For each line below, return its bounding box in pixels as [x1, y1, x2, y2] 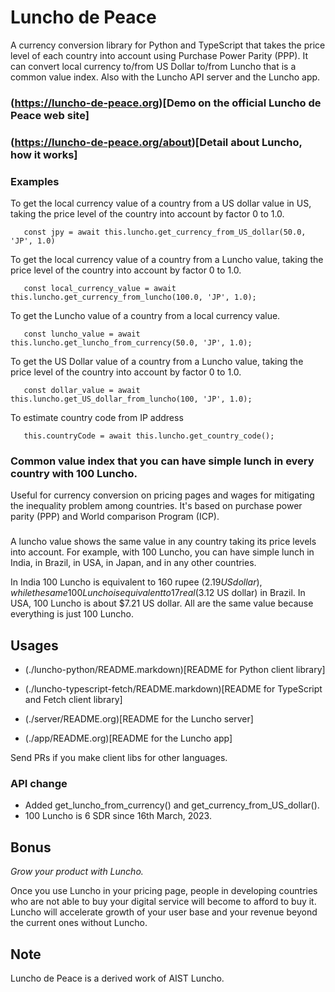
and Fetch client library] [24, 694, 123, 706]
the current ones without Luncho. [10, 917, 148, 929]
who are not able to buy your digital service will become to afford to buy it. [10, 896, 317, 908]
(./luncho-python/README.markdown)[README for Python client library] [24, 664, 326, 676]
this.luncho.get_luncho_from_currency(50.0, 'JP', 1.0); [10, 338, 253, 348]
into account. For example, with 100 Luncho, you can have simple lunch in [10, 546, 315, 558]
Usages [10, 637, 59, 654]
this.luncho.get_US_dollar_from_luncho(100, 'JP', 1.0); [10, 394, 253, 405]
